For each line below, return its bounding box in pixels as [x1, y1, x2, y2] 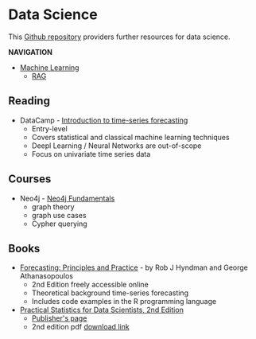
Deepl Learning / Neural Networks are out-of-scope [31, 141, 202, 150]
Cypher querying [31, 219, 87, 228]
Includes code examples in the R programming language [31, 297, 217, 306]
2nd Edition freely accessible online [31, 280, 149, 290]
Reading [8, 94, 50, 108]
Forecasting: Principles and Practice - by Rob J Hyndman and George [19, 263, 248, 272]
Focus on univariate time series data [31, 149, 151, 158]
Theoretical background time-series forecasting [31, 288, 189, 298]
